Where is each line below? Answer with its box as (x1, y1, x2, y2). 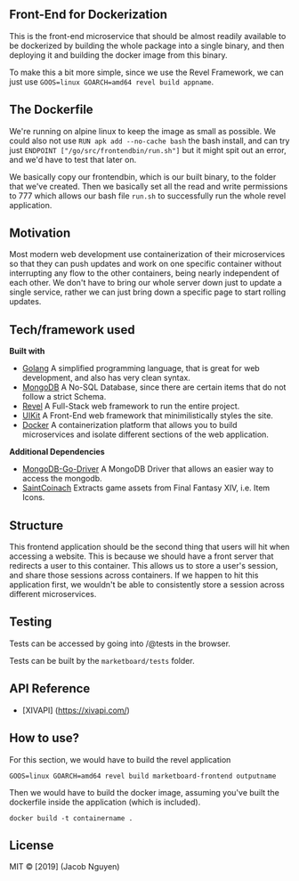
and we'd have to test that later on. (9, 154, 137, 165)
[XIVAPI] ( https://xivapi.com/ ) (21, 705, 131, 715)
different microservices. (9, 589, 97, 600)
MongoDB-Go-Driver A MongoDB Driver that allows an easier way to (21, 464, 274, 474)
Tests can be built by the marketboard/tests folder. (9, 655, 195, 666)
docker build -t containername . (9, 813, 133, 822)
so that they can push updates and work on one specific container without (9, 258, 282, 270)
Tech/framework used (9, 322, 135, 337)
